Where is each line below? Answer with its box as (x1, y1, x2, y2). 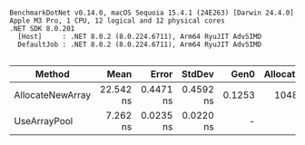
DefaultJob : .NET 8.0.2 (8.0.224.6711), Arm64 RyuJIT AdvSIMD (17, 40, 261, 49)
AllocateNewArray (14, 89, 92, 101)
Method (34, 68, 70, 80)
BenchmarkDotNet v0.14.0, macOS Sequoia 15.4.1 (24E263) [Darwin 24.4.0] (9, 8, 295, 17)
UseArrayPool (14, 115, 74, 127)
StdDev (181, 68, 215, 80)
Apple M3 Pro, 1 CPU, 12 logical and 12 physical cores (9, 16, 225, 25)
